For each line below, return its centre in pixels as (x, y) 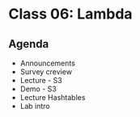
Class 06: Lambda (70, 14)
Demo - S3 (38, 89)
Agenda (29, 44)
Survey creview (46, 72)
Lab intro (35, 106)
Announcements (47, 63)
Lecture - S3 (41, 80)
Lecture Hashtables (53, 97)
